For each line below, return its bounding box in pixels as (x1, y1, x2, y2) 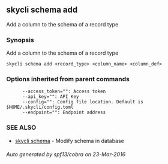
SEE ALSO (6, 123, 37, 132)
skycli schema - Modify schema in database (14, 137, 125, 144)
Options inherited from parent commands (6, 75, 130, 84)
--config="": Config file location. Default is (22, 99, 144, 105)
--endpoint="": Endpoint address (22, 109, 106, 116)
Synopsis (6, 35, 34, 44)
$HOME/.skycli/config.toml (6, 105, 74, 111)
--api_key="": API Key (22, 94, 79, 100)
